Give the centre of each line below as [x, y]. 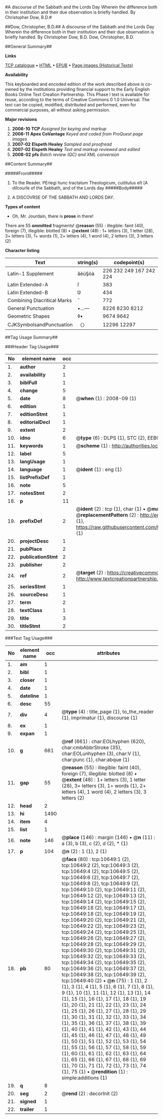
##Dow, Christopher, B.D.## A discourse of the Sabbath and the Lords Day [80, 27]
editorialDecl [35, 422]
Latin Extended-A [28, 285]
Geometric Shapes [29, 316]
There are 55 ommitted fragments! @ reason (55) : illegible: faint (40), [75, 226]
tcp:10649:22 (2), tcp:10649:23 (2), [104, 926]
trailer [27, 1109]
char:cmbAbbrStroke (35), [92, 747]
